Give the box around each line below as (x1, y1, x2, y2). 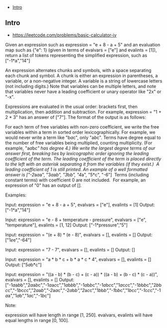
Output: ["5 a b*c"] (5, 261, 42, 267)
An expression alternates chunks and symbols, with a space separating (5, 67, 152, 73)
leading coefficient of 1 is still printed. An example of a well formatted (5, 166, 148, 172)
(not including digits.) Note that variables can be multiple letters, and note (5, 83, 157, 89)
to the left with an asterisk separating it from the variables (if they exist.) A (5, 161, 160, 167)
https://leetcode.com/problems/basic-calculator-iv (12, 32, 117, 38)
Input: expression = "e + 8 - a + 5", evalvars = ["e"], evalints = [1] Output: (5, 201, 155, 207)
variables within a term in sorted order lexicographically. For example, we (5, 129, 156, 135)
